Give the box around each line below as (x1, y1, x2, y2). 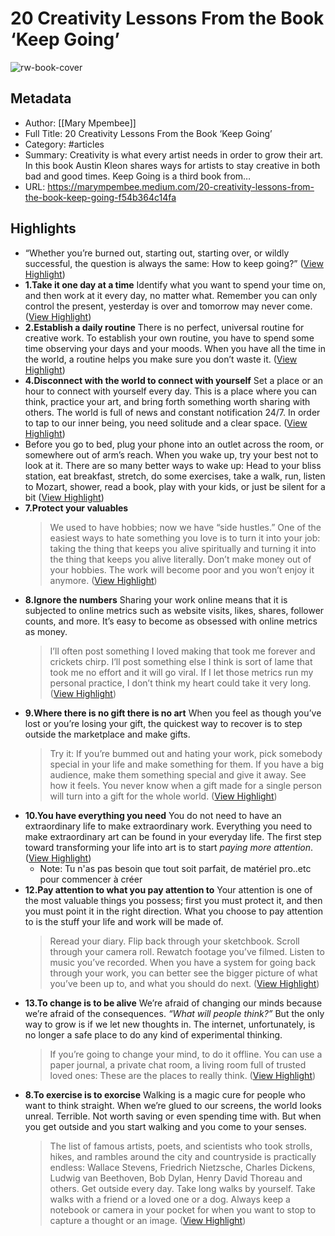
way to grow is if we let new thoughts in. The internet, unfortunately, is (24, 1018, 316, 1030)
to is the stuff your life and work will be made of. (24, 915, 224, 927)
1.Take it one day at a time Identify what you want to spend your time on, (24, 278, 326, 291)
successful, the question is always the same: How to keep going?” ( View (24, 257, 324, 269)
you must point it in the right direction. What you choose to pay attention (24, 905, 324, 917)
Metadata (10, 90, 72, 107)
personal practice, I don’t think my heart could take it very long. (49, 677, 312, 689)
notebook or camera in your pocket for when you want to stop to (49, 1203, 317, 1216)
